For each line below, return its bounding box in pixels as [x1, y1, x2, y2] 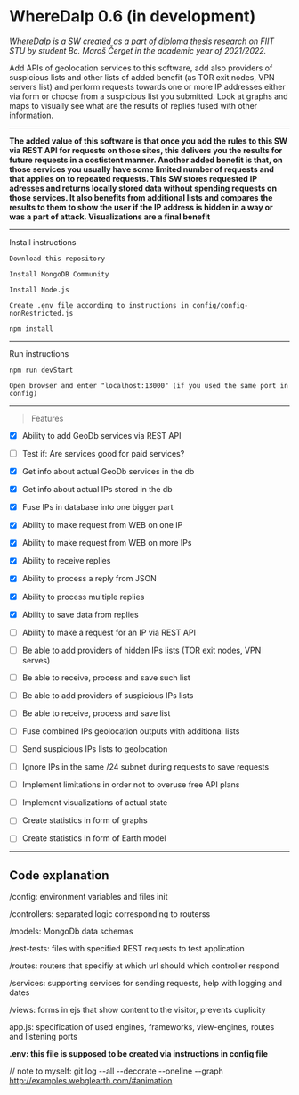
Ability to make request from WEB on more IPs [21, 538, 192, 548]
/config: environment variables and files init [9, 892, 168, 902]
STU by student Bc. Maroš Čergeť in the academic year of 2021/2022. [9, 45, 267, 55]
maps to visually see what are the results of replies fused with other [9, 100, 258, 111]
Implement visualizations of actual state [21, 797, 168, 808]
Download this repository [9, 254, 105, 263]
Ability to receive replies [21, 556, 111, 566]
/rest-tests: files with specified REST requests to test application [9, 943, 245, 954]
